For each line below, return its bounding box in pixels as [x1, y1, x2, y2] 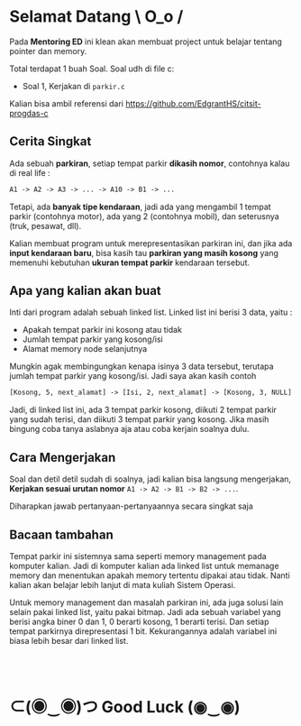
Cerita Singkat [9, 133, 92, 150]
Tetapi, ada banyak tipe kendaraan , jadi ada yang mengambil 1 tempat [9, 201, 272, 212]
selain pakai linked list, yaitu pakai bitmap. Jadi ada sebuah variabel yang [9, 606, 281, 617]
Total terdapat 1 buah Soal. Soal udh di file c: [9, 63, 175, 74]
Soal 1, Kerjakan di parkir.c [22, 80, 125, 91]
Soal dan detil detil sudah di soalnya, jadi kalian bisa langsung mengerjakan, [9, 473, 291, 484]
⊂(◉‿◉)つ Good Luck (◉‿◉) [9, 697, 241, 718]
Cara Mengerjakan [9, 449, 116, 465]
